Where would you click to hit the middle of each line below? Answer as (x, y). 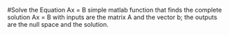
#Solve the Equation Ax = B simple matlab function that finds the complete (114, 10)
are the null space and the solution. (58, 24)
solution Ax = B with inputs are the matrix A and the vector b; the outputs (112, 17)
